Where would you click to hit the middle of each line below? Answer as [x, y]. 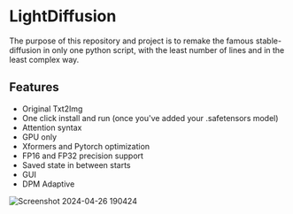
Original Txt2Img [52, 109]
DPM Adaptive [48, 184]
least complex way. [44, 59]
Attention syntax [52, 127]
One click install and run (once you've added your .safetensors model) [150, 118]
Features [34, 87]
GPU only [39, 137]
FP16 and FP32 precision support [83, 156]
